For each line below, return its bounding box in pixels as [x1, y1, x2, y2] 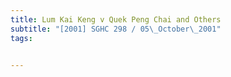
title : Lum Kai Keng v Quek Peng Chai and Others [10, 14, 222, 25]
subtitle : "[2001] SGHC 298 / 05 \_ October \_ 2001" [10, 24, 222, 34]
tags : [10, 33, 33, 43]
